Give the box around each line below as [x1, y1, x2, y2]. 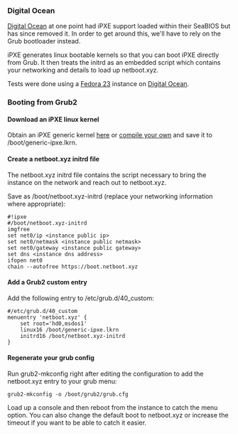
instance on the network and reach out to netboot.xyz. [7, 178, 167, 186]
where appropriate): [7, 199, 66, 208]
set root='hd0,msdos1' [20, 319, 87, 327]
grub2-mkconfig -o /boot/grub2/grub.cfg [7, 391, 129, 398]
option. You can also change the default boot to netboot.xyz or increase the [7, 411, 229, 420]
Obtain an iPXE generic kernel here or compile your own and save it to [7, 131, 213, 139]
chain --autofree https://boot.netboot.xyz [7, 263, 139, 270]
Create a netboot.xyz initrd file [7, 155, 99, 164]
